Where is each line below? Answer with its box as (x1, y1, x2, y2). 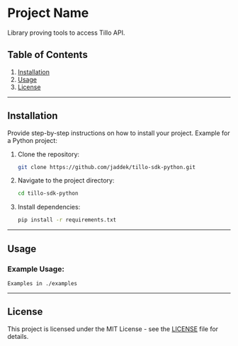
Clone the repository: (17, 150, 80, 158)
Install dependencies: (17, 203, 81, 212)
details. (7, 332, 29, 340)
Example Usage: (7, 264, 65, 274)
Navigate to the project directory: (17, 176, 115, 185)
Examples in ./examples (7, 279, 78, 287)
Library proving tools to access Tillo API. (7, 28, 125, 37)
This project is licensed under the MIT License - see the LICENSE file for (7, 324, 218, 333)
